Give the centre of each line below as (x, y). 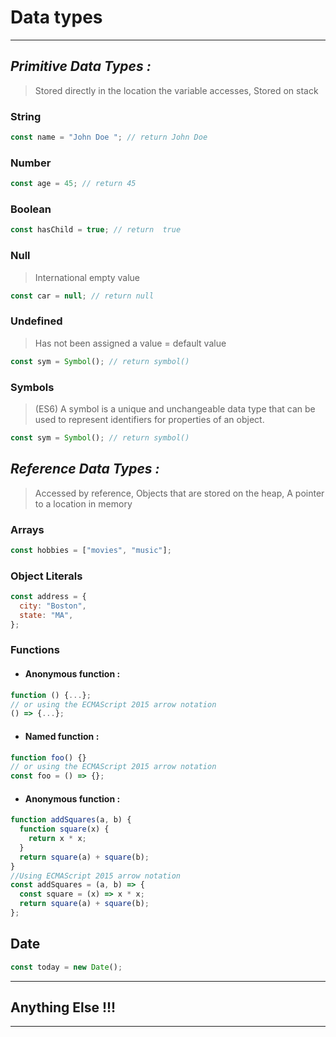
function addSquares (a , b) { (71, 820)
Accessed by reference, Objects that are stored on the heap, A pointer (179, 493)
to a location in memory (83, 503)
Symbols (32, 387)
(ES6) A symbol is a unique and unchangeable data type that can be (175, 408)
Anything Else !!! (63, 1007)
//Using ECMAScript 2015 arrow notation (96, 876)
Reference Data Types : (85, 469)
